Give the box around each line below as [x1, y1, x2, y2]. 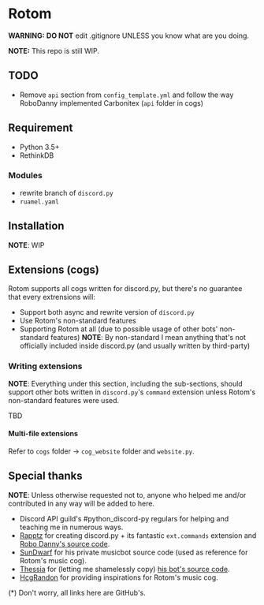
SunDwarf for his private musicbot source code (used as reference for [19, 547, 248, 557]
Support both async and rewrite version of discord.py [19, 308, 195, 317]
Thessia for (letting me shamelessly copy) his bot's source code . [19, 564, 230, 573]
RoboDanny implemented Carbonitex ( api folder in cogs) [19, 98, 203, 107]
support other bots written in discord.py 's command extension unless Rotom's [8, 387, 256, 397]
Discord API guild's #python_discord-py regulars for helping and [19, 514, 229, 523]
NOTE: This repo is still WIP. [8, 46, 100, 55]
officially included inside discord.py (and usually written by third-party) [19, 341, 251, 351]
